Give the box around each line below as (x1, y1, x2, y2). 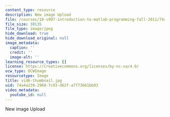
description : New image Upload (5, 12, 71, 17)
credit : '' (10, 50, 33, 55)
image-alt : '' (10, 54, 39, 60)
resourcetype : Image (5, 73, 49, 79)
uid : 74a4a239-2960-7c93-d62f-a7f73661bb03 (5, 83, 99, 88)
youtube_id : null (10, 92, 47, 97)
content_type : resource (5, 7, 56, 13)
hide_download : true (5, 31, 49, 36)
